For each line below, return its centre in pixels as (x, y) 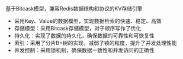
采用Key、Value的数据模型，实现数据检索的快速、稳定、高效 (88, 21)
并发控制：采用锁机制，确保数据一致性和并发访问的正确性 (84, 50)
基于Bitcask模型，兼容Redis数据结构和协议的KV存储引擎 (74, 8)
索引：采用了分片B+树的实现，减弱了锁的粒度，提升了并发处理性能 (95, 43)
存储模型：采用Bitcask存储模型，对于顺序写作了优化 (78, 28)
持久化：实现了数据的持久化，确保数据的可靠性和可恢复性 (84, 36)
